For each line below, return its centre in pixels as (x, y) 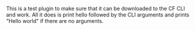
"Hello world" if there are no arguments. (55, 21)
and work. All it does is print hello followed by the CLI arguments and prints (98, 15)
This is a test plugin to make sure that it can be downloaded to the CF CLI (96, 9)
